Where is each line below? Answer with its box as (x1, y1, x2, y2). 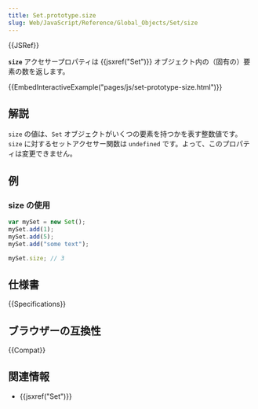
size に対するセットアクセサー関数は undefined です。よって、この (8, 139, 223, 149)
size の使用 (8, 200, 51, 211)
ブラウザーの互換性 (8, 324, 101, 337)
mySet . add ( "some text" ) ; (8, 240, 89, 248)
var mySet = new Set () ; (8, 218, 86, 226)
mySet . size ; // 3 (8, 254, 65, 262)
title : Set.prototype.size (8, 11, 96, 20)
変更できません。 (21, 149, 77, 158)
